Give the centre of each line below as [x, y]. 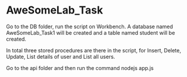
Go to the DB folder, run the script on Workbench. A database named [90, 26]
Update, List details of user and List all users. [61, 56]
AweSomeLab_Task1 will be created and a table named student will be [91, 32]
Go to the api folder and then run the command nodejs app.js [80, 68]
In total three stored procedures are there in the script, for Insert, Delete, [93, 50]
